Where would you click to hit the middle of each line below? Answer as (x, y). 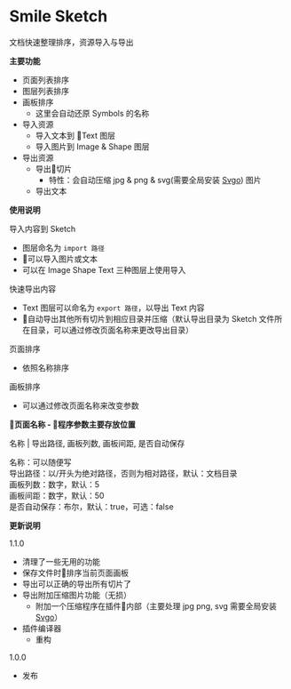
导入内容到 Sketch (43, 228)
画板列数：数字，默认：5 (55, 484)
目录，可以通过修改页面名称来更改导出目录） (111, 330)
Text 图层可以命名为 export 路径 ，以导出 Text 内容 (114, 308)
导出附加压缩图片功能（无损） (76, 595)
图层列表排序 (45, 91)
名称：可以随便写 (40, 462)
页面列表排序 (45, 80)
